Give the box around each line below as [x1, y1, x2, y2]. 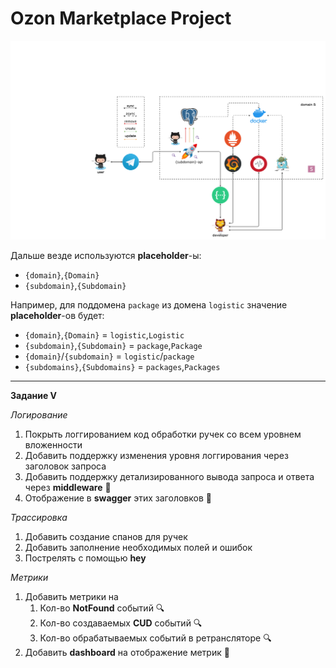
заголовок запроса [24, 460, 107, 472]
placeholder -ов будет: [10, 310, 105, 322]
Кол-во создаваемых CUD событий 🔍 [39, 617, 203, 629]
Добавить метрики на [24, 591, 119, 603]
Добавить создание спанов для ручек [24, 531, 188, 543]
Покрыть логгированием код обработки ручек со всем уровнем [24, 428, 302, 441]
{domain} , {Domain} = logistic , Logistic [24, 329, 185, 341]
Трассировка [10, 512, 68, 524]
